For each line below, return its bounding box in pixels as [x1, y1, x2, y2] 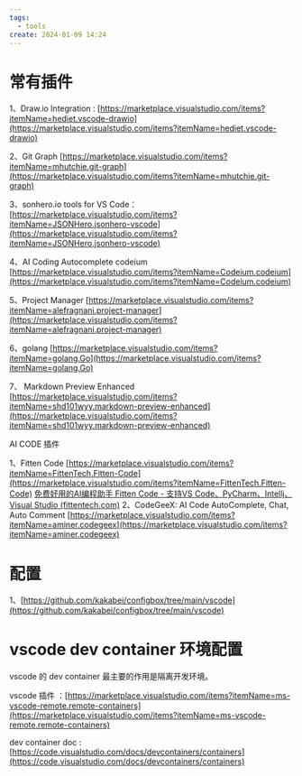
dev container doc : [9, 737, 82, 748]
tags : [9, 13, 30, 23]
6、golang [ [9, 343, 53, 354]
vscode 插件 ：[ [9, 690, 69, 701]
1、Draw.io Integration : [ [9, 103, 101, 114]
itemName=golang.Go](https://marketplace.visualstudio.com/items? [9, 353, 261, 364]
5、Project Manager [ [9, 295, 89, 306]
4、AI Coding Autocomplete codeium [9, 256, 148, 267]
